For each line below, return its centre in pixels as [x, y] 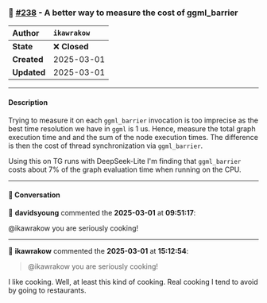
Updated [29, 72]
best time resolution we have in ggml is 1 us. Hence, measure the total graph [132, 128]
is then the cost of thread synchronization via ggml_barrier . [106, 146]
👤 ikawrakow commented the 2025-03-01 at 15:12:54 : [99, 251]
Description [28, 102]
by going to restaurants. [47, 290]
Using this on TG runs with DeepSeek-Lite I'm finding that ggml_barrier [125, 161]
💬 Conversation [35, 195]
